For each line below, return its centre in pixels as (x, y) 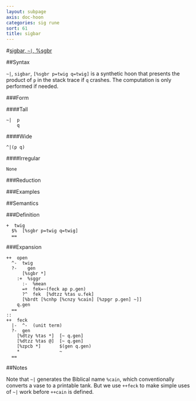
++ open (17, 258)
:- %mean (34, 284)
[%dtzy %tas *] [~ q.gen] (50, 336)
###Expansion (24, 247)
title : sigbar (24, 34)
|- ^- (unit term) (37, 326)
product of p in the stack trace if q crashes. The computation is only (89, 80)
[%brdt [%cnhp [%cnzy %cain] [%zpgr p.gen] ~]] (82, 300)
